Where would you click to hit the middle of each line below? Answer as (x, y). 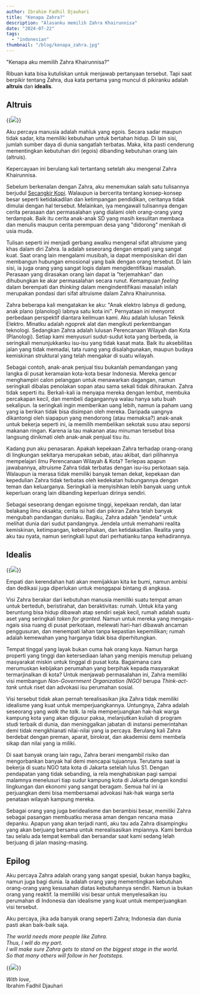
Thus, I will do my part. (34, 943)
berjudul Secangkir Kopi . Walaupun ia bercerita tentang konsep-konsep (94, 193)
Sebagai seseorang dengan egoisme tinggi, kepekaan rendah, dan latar (94, 504)
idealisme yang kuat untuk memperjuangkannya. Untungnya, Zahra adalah (98, 705)
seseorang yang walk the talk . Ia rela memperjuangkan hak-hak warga (93, 711)
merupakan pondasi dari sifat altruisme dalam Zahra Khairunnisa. (86, 293)
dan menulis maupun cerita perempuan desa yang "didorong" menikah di (96, 224)
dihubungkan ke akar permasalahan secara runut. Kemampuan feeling (93, 281)
